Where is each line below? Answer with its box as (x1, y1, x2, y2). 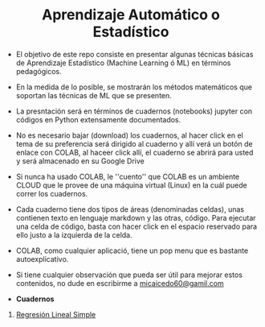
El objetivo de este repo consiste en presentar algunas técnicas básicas (15, 49, 254, 59)
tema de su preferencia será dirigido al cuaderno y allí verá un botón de (15, 139, 253, 148)
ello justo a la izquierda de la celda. (15, 230, 132, 239)
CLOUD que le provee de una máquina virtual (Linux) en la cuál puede (15, 180, 247, 190)
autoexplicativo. (15, 254, 69, 263)
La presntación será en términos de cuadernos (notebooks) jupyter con (15, 106, 253, 116)
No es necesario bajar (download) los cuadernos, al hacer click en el (15, 130, 243, 140)
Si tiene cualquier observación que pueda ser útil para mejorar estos (15, 270, 243, 279)
